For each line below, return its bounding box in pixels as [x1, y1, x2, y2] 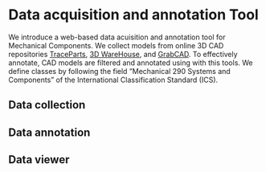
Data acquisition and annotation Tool [8, 6, 259, 24]
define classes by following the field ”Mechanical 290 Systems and [8, 66, 231, 76]
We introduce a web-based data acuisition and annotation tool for [8, 32, 226, 42]
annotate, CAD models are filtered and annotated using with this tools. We [8, 58, 253, 68]
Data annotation [8, 125, 91, 139]
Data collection [8, 98, 86, 112]
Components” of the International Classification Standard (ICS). [8, 75, 219, 84]
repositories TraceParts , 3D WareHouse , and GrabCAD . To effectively [8, 49, 239, 59]
